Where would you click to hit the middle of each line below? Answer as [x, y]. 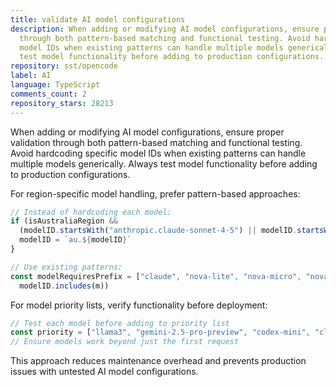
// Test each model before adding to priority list [120, 323]
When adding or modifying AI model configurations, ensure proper [147, 132]
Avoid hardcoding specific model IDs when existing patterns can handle [158, 153]
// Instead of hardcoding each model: [91, 212]
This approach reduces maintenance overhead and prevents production [158, 361]
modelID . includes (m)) [64, 286]
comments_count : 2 [48, 94]
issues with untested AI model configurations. [104, 372]
